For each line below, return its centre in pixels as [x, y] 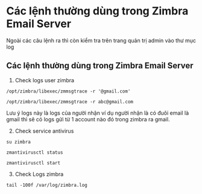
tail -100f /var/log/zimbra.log [47, 185]
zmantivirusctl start [33, 163]
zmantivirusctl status [35, 152]
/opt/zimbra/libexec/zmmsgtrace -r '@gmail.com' [68, 91]
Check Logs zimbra [39, 174]
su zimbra [19, 142]
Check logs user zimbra [44, 80]
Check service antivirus [44, 131]
